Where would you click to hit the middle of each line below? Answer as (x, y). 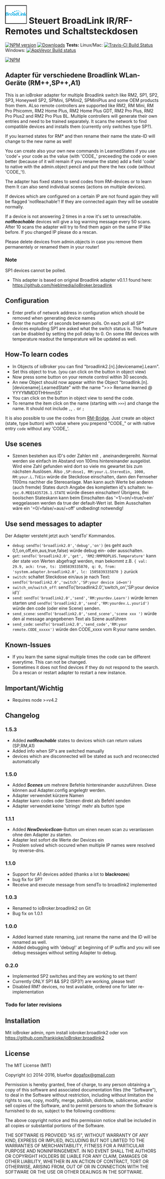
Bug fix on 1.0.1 (27, 913)
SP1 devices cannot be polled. (36, 271)
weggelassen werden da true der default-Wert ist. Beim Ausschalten (82, 503)
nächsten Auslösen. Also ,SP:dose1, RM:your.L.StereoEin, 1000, (79, 471)
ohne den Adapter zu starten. (42, 835)
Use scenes (23, 444)
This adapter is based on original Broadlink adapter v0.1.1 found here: (82, 280)
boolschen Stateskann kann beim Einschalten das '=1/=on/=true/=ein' (83, 498)
